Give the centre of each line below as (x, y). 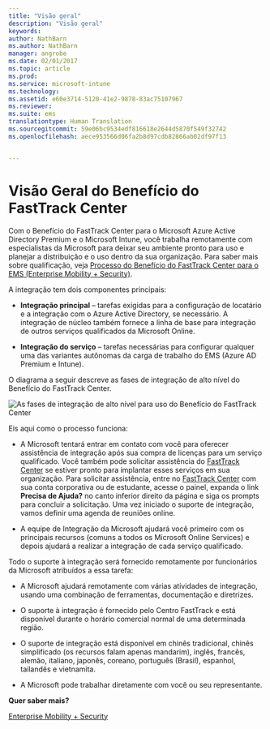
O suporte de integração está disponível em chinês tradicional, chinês (137, 643)
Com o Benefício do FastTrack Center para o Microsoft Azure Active (122, 230)
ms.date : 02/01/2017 (43, 62)
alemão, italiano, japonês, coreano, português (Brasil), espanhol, (128, 660)
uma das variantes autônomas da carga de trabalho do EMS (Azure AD (138, 355)
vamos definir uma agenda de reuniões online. (98, 512)
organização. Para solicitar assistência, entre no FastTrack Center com (138, 478)
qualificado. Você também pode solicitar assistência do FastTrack (130, 461)
